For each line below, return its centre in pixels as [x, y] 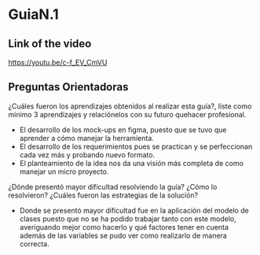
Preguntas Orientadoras [68, 87]
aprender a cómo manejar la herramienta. [87, 138]
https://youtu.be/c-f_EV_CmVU [58, 62]
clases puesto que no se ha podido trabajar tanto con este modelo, [128, 219]
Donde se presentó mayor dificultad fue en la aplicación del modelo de [134, 210]
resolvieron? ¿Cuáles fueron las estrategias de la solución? [103, 195]
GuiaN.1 [33, 15]
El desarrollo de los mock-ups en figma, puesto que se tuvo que [123, 129]
